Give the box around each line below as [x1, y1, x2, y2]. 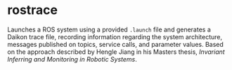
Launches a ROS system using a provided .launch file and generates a [7, 25, 211, 34]
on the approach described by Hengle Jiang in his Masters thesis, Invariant [7, 48, 225, 56]
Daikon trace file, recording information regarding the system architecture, [7, 32, 223, 41]
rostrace [7, 2, 58, 18]
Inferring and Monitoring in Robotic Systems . [7, 55, 137, 63]
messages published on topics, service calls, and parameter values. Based [7, 40, 224, 48]
